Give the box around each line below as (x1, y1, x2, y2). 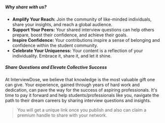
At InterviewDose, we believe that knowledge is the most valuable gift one (5, 76, 155, 82)
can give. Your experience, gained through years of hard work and (5, 82, 140, 88)
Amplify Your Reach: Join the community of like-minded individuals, (12, 16, 152, 22)
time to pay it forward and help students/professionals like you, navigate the (5, 92, 159, 98)
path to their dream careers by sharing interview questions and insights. (5, 97, 151, 103)
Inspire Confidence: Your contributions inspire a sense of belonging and (12, 37, 160, 43)
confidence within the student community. (12, 42, 99, 48)
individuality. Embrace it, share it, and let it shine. (12, 53, 112, 59)
